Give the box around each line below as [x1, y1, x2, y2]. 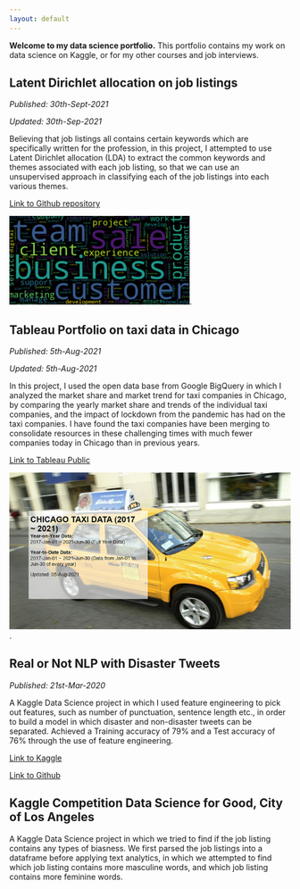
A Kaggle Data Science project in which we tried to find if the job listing [9, 833, 271, 843]
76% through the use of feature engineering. [9, 735, 174, 745]
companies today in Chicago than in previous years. [9, 437, 201, 448]
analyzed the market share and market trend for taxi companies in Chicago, [9, 390, 287, 401]
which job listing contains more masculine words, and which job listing [9, 861, 269, 872]
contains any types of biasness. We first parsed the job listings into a [9, 843, 263, 853]
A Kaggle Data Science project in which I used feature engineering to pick [9, 697, 281, 708]
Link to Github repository [9, 198, 101, 209]
